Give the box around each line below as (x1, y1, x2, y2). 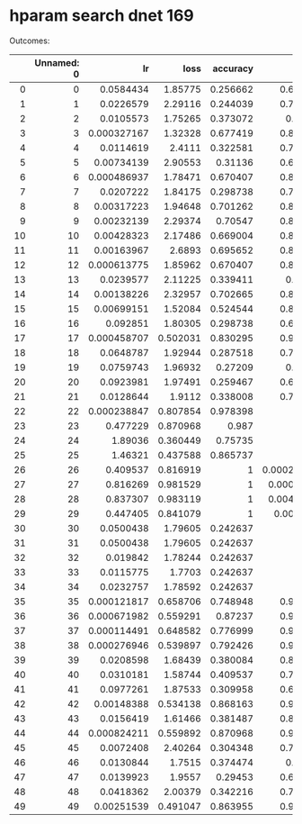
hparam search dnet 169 (9, 5, 195, 26)
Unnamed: (34, 56, 80, 68)
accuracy (212, 62, 254, 75)
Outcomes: (9, 35, 50, 46)
